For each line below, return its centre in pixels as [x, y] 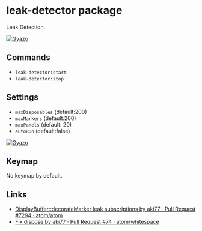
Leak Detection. [26, 27]
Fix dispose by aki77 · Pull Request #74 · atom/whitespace [87, 222]
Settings [23, 97]
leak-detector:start [41, 73]
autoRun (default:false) [42, 131]
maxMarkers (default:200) [45, 118]
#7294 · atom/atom [39, 215]
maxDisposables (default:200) [51, 112]
